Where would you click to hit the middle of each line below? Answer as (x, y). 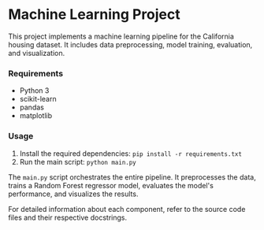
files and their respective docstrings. (68, 217)
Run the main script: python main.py (78, 161)
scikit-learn (38, 99)
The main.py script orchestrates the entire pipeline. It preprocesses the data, (132, 177)
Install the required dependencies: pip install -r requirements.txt (131, 153)
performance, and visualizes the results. (73, 194)
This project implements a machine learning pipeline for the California (121, 36)
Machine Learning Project (95, 15)
